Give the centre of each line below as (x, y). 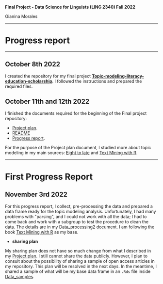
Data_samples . (20, 276)
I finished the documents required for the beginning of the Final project (76, 113)
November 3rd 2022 (36, 195)
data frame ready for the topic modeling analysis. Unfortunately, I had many (81, 211)
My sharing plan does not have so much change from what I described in (78, 251)
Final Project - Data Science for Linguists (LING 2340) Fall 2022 (70, 7)
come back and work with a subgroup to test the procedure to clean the (77, 221)
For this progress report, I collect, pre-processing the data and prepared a (79, 206)
